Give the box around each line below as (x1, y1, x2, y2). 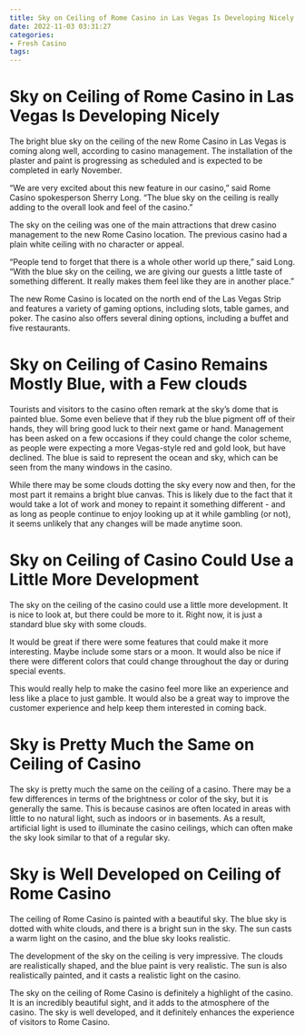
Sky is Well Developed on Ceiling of (9, 864, 281, 885)
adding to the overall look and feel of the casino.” (9, 202, 193, 213)
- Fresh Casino (9, 38, 67, 48)
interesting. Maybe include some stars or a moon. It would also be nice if (9, 645, 281, 656)
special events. (9, 665, 66, 676)
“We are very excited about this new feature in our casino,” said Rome (9, 183, 271, 194)
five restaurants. (9, 322, 71, 333)
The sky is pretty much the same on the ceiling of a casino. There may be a (9, 784, 291, 795)
